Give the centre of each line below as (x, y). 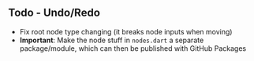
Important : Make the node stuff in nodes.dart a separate (112, 40)
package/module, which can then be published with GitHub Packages (133, 48)
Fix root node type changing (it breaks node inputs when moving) (126, 31)
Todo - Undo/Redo (54, 13)
